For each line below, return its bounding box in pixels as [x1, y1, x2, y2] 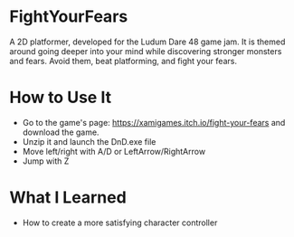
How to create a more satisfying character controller [22, 217, 218, 228]
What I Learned [9, 187, 127, 208]
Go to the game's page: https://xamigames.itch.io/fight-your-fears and [22, 117, 286, 128]
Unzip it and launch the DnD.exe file [22, 136, 156, 147]
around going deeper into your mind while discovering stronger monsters [9, 45, 282, 56]
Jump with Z [22, 156, 70, 166]
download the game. [22, 127, 100, 137]
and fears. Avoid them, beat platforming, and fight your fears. [9, 55, 238, 66]
